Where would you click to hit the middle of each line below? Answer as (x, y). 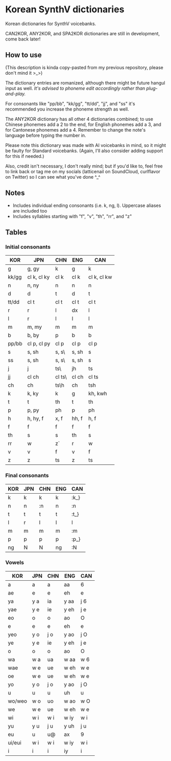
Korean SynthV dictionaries (65, 9)
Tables (16, 232)
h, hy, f (35, 418)
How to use (23, 55)
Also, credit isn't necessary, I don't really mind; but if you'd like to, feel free (84, 166)
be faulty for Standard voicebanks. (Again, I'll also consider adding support (84, 151)
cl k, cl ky (39, 277)
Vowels (15, 563)
